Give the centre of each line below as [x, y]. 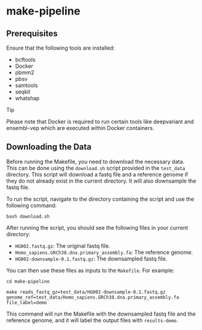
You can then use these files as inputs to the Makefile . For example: [90, 270]
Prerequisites [32, 34]
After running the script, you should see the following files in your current [97, 227]
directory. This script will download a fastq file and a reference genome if [97, 174]
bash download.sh [28, 216]
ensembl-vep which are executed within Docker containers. [80, 128]
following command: [32, 205]
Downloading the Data [49, 147]
